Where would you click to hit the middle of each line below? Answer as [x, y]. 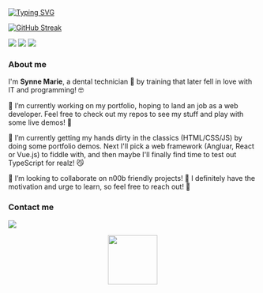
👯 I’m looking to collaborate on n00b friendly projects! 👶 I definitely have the [131, 178]
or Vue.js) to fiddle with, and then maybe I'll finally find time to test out [122, 155]
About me [28, 64]
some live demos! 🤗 [40, 122]
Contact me [31, 207]
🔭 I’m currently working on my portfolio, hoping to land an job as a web [123, 106]
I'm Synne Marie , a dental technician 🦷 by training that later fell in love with [130, 81]
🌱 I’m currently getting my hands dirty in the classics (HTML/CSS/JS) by [125, 138]
